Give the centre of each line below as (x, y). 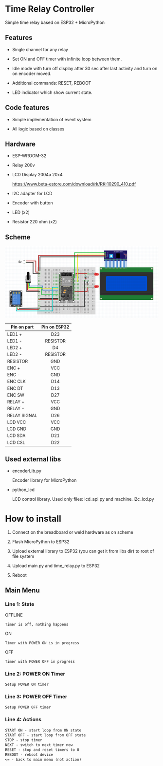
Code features (27, 108)
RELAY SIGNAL (22, 415)
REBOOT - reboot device (29, 755)
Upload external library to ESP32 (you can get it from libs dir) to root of (83, 551)
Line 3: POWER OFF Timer (36, 696)
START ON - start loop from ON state (43, 730)
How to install (33, 519)
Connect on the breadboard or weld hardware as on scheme (73, 532)
